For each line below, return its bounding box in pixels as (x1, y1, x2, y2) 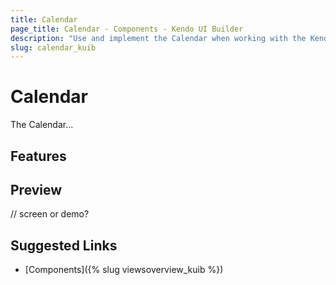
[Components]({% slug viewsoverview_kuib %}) (24, 264, 224, 276)
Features (10, 147, 67, 165)
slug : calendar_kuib (10, 42, 97, 53)
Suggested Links (10, 237, 118, 254)
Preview (10, 181, 63, 198)
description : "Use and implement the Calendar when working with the (10, 33, 307, 43)
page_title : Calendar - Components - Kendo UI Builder (10, 24, 244, 34)
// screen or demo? (10, 208, 90, 220)
